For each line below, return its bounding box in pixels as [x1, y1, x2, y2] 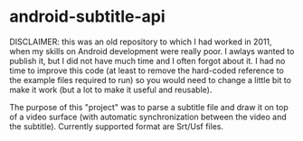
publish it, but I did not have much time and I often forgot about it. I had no [9, 55, 286, 66]
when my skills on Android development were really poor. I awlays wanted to [9, 45, 295, 56]
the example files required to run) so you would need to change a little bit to [9, 74, 292, 85]
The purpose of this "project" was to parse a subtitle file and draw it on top [9, 101, 289, 112]
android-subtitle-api [9, 6, 166, 27]
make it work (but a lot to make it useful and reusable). [9, 84, 213, 95]
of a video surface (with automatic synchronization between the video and [9, 111, 287, 122]
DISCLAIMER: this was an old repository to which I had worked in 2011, [9, 36, 273, 47]
